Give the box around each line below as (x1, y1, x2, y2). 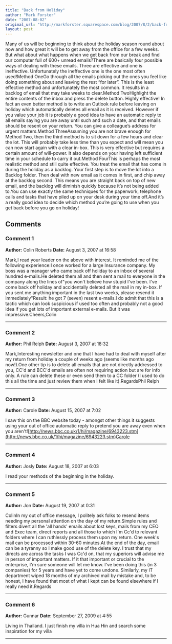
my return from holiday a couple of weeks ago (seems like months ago (5, 356, 154, 363)
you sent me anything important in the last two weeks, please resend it (5, 289, 155, 296)
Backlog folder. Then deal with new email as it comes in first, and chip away (5, 172, 165, 178)
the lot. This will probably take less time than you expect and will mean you (5, 139, 163, 146)
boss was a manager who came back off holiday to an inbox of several (5, 267, 155, 274)
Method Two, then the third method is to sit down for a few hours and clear (5, 134, 163, 140)
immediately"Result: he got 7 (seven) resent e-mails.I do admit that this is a (5, 295, 164, 301)
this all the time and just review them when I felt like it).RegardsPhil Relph (5, 378, 160, 384)
